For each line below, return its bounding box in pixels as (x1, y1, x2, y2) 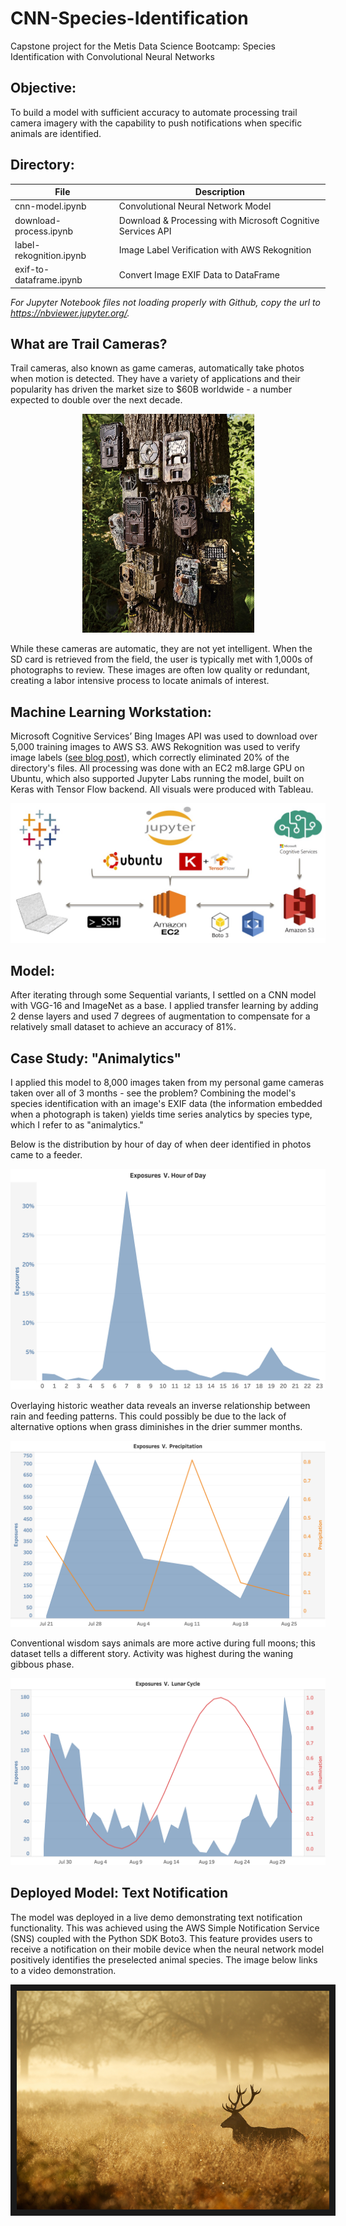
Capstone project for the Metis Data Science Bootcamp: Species (10, 40, 276, 52)
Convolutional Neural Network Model (118, 200, 272, 212)
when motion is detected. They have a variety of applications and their (10, 373, 301, 385)
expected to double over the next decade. (10, 394, 183, 406)
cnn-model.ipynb (14, 200, 87, 212)
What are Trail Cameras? (10, 335, 168, 352)
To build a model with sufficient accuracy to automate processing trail (10, 106, 298, 118)
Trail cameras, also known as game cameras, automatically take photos (10, 362, 305, 374)
